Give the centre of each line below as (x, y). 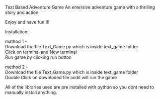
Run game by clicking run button (39, 57)
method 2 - (17, 67)
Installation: (17, 32)
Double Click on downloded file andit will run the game (61, 77)
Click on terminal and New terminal (41, 52)
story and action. (22, 12)
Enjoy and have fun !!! (27, 22)
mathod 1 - (16, 41)
